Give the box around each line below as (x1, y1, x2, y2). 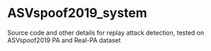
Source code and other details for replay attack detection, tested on (7, 28, 205, 37)
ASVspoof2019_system (7, 5, 147, 21)
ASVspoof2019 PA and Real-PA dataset (7, 35, 121, 44)
